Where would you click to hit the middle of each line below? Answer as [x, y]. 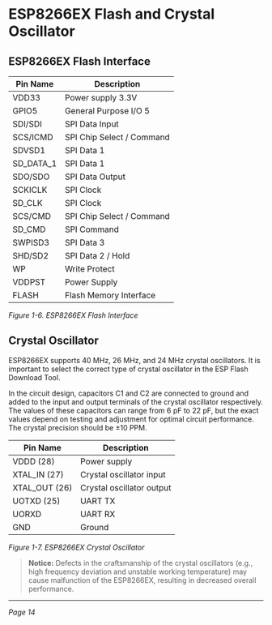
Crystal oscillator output [126, 487]
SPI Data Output [95, 177]
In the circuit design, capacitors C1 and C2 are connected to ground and [129, 393]
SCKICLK [30, 190]
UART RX [98, 514]
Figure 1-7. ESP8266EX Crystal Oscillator [76, 547]
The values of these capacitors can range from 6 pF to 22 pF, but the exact [134, 410]
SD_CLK [28, 203]
